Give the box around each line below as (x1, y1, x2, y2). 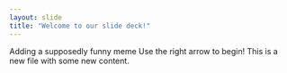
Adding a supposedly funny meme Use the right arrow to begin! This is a (9, 45, 279, 56)
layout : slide (9, 12, 63, 22)
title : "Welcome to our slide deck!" (9, 21, 151, 30)
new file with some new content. (9, 55, 130, 66)
